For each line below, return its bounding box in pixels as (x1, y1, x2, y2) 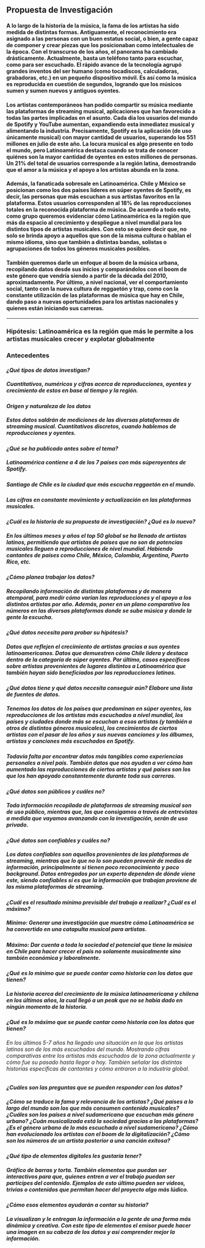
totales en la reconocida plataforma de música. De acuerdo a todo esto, (6, 206, 191, 214)
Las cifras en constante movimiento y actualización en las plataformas (6, 496, 192, 503)
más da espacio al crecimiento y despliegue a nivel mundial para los (6, 219, 182, 226)
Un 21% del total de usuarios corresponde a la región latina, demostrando (6, 159, 196, 167)
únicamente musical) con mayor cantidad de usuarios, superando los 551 (6, 133, 196, 141)
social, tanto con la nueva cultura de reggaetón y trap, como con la (6, 284, 179, 292)
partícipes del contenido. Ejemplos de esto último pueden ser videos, (6, 1179, 185, 1186)
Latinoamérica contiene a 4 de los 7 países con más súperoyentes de (6, 459, 186, 466)
